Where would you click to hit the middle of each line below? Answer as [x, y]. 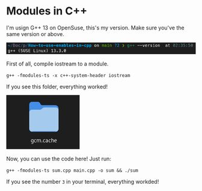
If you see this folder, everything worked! [57, 86]
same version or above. [35, 34]
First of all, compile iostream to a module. [57, 64]
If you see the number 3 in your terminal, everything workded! [83, 182]
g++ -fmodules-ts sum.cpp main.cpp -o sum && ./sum [72, 171]
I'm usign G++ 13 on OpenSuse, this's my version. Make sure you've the [95, 28]
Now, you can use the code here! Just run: [59, 159]
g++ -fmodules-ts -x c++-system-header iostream [68, 76]
